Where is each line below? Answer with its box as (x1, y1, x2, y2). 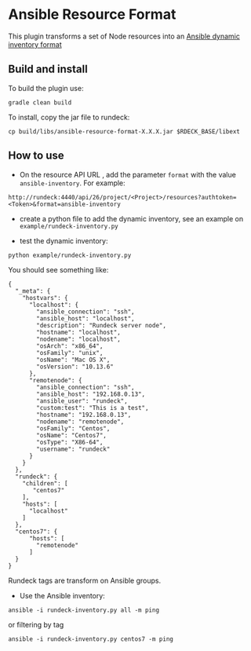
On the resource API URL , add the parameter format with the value (19, 170, 237, 179)
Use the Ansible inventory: (19, 591, 106, 600)
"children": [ (22, 479, 68, 488)
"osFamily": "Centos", (36, 424, 111, 433)
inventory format (8, 39, 62, 49)
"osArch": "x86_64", (36, 342, 104, 350)
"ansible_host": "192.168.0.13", (36, 390, 146, 398)
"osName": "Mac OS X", (36, 356, 111, 364)
